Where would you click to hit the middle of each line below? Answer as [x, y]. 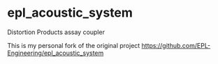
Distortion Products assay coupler [56, 32]
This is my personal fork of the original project [74, 45]
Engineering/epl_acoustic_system [56, 53]
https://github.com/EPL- [176, 45]
